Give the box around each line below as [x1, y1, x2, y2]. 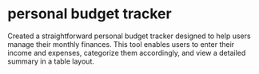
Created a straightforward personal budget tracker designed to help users [7, 31, 251, 41]
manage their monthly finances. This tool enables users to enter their [7, 39, 235, 49]
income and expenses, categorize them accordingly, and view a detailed [7, 48, 246, 57]
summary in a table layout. [7, 56, 95, 66]
